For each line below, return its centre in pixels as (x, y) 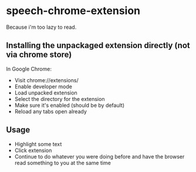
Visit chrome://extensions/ (46, 80)
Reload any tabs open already (50, 111)
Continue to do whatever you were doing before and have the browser (99, 156)
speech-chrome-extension (73, 11)
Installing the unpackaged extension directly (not (98, 45)
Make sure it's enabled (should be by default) (70, 105)
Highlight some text (38, 144)
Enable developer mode (43, 86)
